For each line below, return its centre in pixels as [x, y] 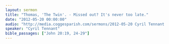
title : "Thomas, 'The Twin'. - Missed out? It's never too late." [77, 15]
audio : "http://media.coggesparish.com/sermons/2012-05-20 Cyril [76, 24]
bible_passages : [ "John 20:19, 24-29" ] [47, 33]
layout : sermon [21, 10]
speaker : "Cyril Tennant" [32, 29]
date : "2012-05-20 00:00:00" [36, 19]
